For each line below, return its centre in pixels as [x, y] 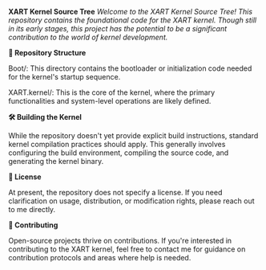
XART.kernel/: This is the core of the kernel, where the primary [112, 92]
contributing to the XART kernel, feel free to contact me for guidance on [127, 249]
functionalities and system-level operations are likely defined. [110, 101]
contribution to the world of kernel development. [88, 37]
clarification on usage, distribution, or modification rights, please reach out [131, 201]
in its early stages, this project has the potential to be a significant [118, 29]
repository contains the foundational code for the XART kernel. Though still [133, 20]
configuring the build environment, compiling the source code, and [119, 153]
